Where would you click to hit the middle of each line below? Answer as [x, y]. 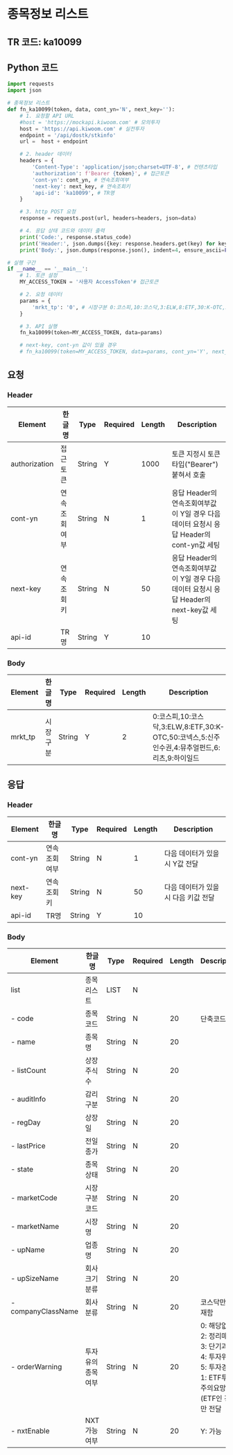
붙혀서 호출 [189, 474]
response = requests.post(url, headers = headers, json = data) [108, 218]
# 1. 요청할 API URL [47, 116]
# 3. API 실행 [38, 326]
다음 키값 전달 [193, 897]
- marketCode [34, 1198]
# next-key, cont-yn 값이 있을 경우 [68, 345]
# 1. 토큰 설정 [38, 276]
